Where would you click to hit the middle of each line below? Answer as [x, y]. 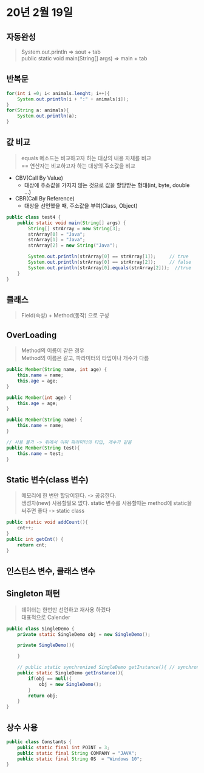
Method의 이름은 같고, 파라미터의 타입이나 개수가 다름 [85, 358]
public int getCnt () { [35, 539]
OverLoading [32, 335]
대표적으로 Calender [46, 617]
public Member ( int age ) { [39, 397]
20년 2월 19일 [39, 12]
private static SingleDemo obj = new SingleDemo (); [84, 634]
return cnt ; [32, 545]
